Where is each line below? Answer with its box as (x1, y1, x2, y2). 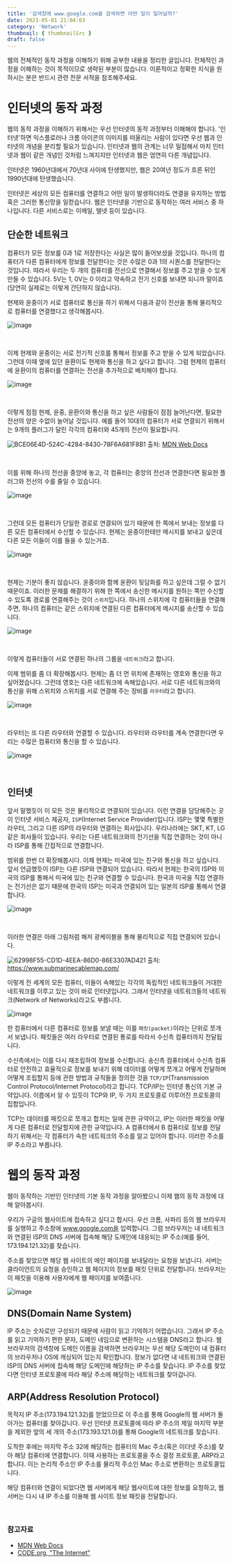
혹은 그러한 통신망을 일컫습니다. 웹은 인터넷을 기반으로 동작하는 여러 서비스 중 (7, 198, 217, 206)
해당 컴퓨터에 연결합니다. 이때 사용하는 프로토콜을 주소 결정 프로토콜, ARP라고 (14, 1451, 225, 1460)
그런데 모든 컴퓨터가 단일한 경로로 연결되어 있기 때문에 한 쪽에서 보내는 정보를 (7, 519, 217, 527)
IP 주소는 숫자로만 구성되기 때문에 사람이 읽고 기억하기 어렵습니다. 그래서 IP (7, 1327, 211, 1335)
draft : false (7, 36, 45, 43)
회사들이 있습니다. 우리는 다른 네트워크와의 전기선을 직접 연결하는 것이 (19, 832, 210, 841)
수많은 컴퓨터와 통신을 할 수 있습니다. (19, 737, 120, 745)
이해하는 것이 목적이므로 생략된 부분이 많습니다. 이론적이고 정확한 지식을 (19, 65, 216, 73)
